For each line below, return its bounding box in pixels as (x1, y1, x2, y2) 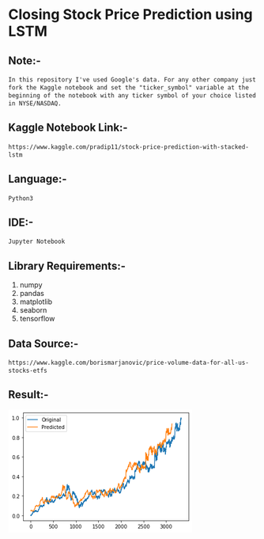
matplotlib (19, 297, 53, 306)
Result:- (8, 388, 49, 401)
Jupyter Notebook (8, 237, 66, 246)
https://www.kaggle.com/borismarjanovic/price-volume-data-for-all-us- (8, 359, 249, 367)
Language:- (8, 173, 67, 186)
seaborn (19, 306, 47, 315)
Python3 (8, 194, 34, 203)
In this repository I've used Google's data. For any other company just (8, 76, 257, 84)
